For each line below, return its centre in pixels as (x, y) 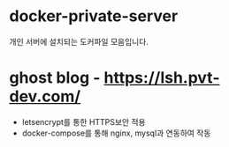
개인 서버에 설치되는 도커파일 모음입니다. (79, 41)
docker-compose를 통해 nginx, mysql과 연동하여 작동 (116, 133)
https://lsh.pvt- (162, 78)
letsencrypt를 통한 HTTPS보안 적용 (84, 121)
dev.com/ (45, 96)
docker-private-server (94, 16)
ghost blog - (55, 78)
